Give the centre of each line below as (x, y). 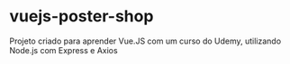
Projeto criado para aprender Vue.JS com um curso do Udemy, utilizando (145, 41)
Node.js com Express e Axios (64, 50)
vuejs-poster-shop (82, 16)
